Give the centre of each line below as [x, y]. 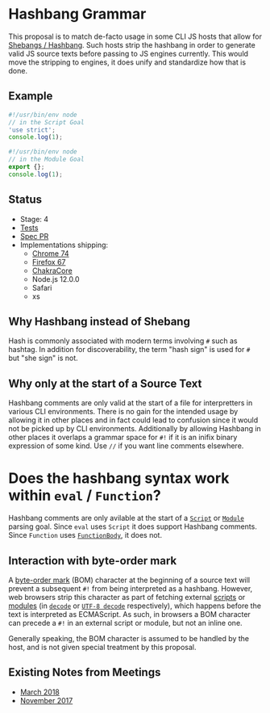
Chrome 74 [51, 253]
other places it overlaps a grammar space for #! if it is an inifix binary [123, 438]
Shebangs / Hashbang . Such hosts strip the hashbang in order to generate [132, 44]
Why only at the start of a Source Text [105, 383]
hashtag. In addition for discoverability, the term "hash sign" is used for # [129, 350]
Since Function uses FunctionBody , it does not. [85, 535]
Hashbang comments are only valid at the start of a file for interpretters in [131, 403]
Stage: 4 [34, 219]
